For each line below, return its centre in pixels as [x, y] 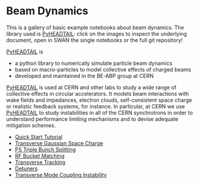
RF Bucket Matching [39, 155]
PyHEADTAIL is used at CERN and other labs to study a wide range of [91, 87]
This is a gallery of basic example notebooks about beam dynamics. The [95, 27]
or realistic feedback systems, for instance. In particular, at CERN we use [96, 106]
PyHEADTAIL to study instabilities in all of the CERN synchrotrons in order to [99, 113]
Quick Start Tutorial [38, 137]
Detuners [26, 169]
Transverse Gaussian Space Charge [59, 143]
